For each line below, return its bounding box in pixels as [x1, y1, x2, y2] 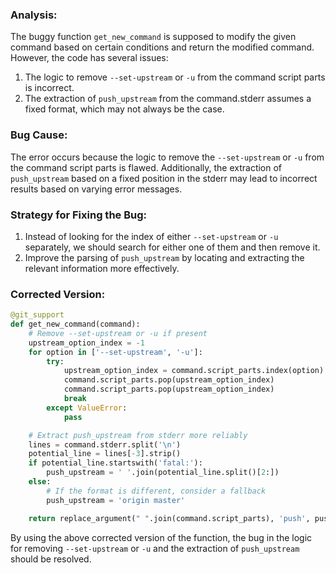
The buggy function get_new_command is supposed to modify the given [10, 31, 297, 43]
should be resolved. [10, 553, 92, 565]
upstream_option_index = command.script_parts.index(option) [63, 366, 325, 376]
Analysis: [10, 8, 58, 22]
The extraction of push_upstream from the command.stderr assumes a [24, 93, 312, 105]
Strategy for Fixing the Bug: [10, 208, 147, 222]
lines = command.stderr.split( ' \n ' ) [28, 439, 182, 450]
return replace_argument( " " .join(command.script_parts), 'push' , [28, 513, 311, 523]
